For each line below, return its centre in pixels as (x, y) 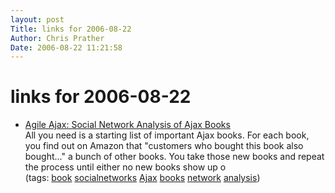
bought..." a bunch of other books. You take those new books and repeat (174, 157)
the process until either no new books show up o (125, 167)
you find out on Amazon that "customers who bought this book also (164, 146)
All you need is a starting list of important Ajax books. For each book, (167, 135)
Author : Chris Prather (57, 38)
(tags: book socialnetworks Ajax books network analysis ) (142, 178)
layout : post (37, 19)
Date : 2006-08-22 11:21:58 (66, 47)
